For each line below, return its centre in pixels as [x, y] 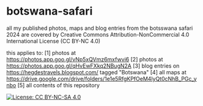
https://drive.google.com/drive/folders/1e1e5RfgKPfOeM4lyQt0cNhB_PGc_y [102, 79]
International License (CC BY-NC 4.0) [54, 41]
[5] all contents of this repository [58, 85]
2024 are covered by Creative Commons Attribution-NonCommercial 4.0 [98, 34]
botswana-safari [50, 11]
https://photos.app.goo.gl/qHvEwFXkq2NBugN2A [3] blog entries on [93, 66]
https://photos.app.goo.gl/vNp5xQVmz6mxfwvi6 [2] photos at [85, 59]
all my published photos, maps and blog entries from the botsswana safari [100, 28]
